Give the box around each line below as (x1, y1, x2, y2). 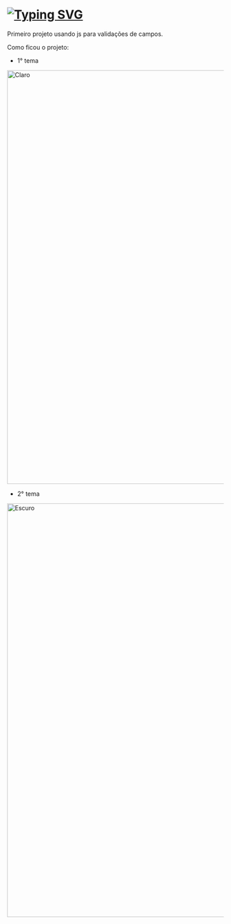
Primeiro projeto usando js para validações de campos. (7, 30, 164, 38)
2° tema (16, 490, 40, 498)
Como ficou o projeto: (7, 43, 69, 51)
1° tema (16, 56, 39, 65)
